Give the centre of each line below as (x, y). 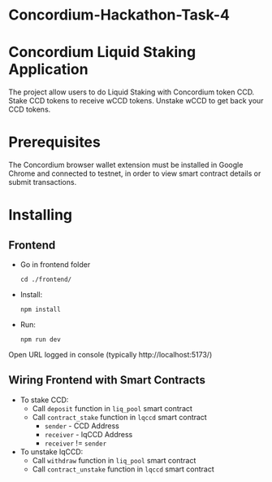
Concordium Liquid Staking (102, 53)
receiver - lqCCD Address (89, 434)
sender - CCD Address (82, 426)
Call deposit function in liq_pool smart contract (112, 408)
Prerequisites (55, 142)
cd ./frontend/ (46, 280)
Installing (41, 215)
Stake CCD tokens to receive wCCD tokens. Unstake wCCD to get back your (136, 101)
